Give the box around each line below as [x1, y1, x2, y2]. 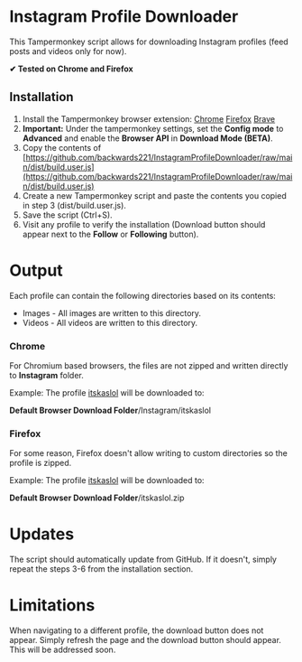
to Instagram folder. [9, 369, 84, 380]
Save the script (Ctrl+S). [22, 210, 113, 220]
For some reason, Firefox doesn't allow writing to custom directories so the [9, 448, 288, 459]
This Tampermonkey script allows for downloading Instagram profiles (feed [9, 36, 288, 47]
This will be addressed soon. [9, 644, 116, 656]
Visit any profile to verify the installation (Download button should [22, 219, 266, 229]
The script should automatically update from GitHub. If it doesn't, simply [9, 554, 278, 565]
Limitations [9, 595, 96, 616]
